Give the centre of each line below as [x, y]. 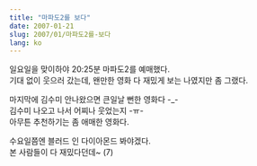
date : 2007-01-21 [42, 26]
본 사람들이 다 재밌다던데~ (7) [62, 153]
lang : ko [26, 43]
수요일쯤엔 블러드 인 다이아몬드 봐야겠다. [80, 141]
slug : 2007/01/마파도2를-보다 [60, 34]
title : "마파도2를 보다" [50, 17]
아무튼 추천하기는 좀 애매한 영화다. [69, 122]
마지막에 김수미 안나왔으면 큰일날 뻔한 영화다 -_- [94, 100]
